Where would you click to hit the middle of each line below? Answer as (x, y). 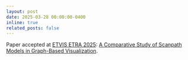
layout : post (22, 11)
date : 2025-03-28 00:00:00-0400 (46, 17)
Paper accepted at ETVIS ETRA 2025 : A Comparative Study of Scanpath (94, 45)
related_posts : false (33, 28)
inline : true (22, 22)
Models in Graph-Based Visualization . (52, 51)
